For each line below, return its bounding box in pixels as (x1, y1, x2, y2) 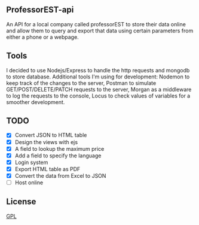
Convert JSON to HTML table (14, 132, 87, 139)
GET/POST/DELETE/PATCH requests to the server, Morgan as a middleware (6, 86, 192, 93)
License (6, 197, 36, 207)
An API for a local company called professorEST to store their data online (6, 20, 186, 28)
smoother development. (6, 98, 65, 105)
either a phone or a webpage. (6, 33, 79, 41)
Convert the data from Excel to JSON (14, 172, 106, 179)
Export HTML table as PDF (14, 165, 81, 172)
